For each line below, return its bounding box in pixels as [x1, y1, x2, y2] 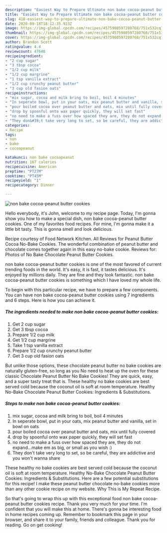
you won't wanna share [12, 455, 61, 461]
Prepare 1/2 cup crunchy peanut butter [12, 348, 92, 354]
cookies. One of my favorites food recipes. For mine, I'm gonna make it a [5, 221, 154, 227]
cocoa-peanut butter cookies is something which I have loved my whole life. [5, 277, 162, 283]
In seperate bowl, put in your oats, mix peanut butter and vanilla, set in [12, 418, 157, 424]
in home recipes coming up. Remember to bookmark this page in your [5, 511, 148, 517]
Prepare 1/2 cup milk [12, 332, 55, 338]
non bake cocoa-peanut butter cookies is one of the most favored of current [5, 262, 162, 267]
